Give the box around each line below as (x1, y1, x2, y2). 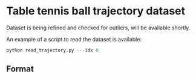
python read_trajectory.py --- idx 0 (6, 47, 99, 53)
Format (6, 64, 34, 74)
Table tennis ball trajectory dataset (6, 4, 186, 18)
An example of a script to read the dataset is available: (6, 35, 142, 43)
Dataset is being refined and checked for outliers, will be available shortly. (6, 24, 191, 31)
